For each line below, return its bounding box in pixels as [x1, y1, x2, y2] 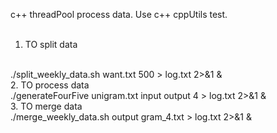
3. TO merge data [10, 100, 83, 112]
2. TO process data [10, 79, 90, 91]
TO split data [24, 39, 78, 50]
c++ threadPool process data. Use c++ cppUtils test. [10, 9, 228, 20]
